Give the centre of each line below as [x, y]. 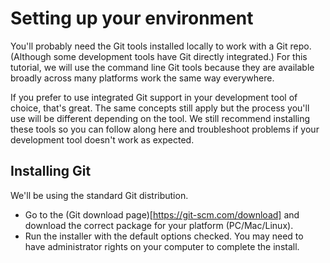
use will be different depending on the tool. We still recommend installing [160, 118]
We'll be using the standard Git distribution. [99, 195]
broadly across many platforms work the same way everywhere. [142, 78]
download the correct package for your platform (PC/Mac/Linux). [159, 225]
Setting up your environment [132, 18]
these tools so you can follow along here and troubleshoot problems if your [165, 129]
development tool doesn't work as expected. [102, 139]
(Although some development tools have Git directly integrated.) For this [159, 56]
